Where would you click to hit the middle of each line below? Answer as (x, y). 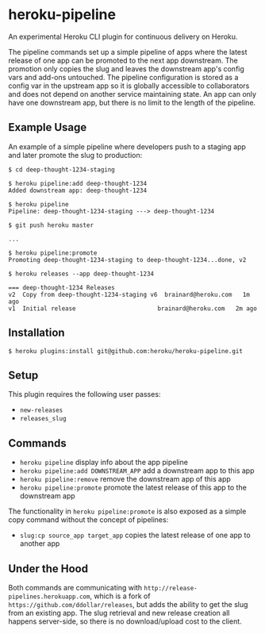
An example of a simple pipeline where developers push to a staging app (127, 146)
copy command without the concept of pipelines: (88, 520)
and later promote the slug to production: (75, 155)
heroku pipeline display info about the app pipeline (104, 463)
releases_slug (43, 419)
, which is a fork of (120, 596)
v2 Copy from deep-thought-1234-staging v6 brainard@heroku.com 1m (129, 294)
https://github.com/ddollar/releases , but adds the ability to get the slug (128, 604)
